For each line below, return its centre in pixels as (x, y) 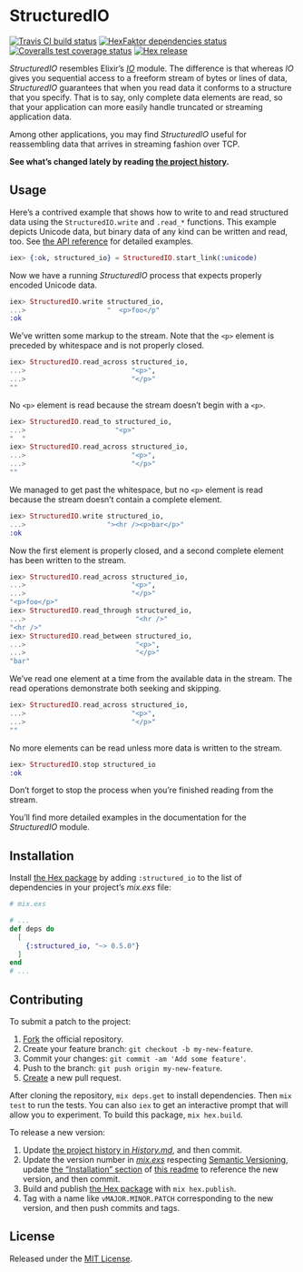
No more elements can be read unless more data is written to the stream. (146, 748)
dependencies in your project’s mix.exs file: (90, 887)
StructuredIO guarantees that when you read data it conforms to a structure (151, 87)
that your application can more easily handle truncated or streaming (136, 106)
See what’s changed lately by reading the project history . (119, 161)
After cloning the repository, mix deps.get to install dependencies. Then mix (151, 1095)
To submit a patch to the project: (70, 1021)
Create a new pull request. (72, 1078)
